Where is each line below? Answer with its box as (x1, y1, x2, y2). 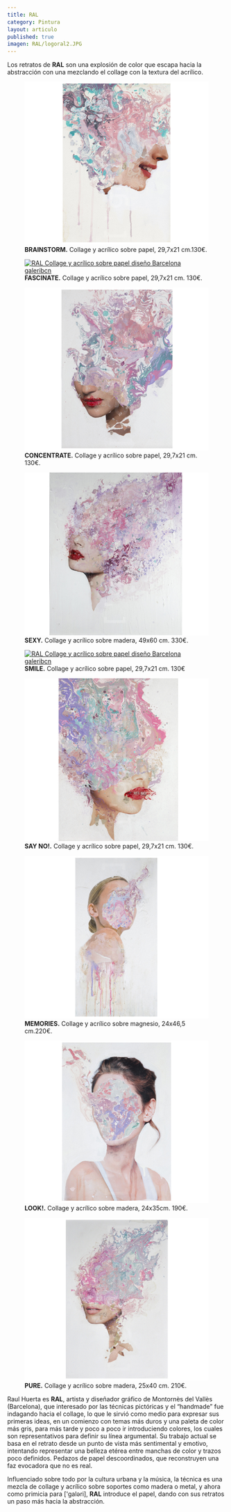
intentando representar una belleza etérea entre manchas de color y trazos (7, 1447, 221, 1455)
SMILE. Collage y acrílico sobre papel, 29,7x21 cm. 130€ (24, 664, 186, 672)
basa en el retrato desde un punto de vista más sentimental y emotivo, (7, 1440, 208, 1448)
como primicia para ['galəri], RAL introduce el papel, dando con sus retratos (7, 1490, 225, 1498)
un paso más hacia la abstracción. (7, 1497, 105, 1506)
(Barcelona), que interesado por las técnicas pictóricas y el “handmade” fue (7, 1403, 224, 1411)
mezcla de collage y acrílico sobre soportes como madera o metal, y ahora (7, 1483, 221, 1491)
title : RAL (7, 11, 39, 18)
